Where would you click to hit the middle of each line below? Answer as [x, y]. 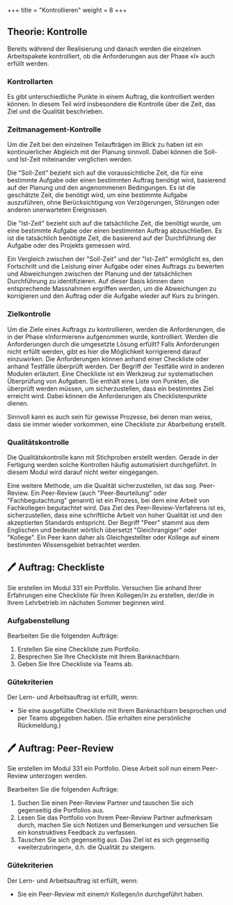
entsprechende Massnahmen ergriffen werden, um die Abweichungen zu [112, 289]
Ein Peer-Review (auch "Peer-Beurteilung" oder [99, 493]
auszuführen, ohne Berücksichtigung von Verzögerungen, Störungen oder [114, 203]
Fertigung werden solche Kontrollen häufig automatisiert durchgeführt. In [112, 465]
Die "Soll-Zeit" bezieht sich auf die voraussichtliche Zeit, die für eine [105, 173]
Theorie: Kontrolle [48, 32]
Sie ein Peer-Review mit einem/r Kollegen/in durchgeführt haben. [110, 894]
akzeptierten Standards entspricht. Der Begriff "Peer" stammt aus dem [109, 522]
